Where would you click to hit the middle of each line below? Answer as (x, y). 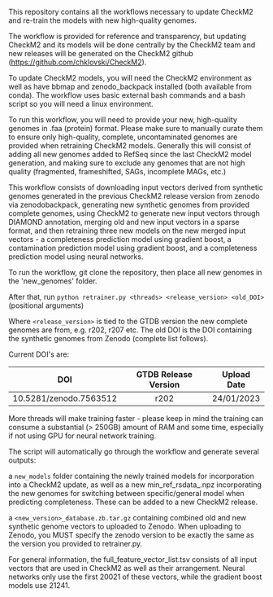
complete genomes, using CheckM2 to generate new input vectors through (134, 213)
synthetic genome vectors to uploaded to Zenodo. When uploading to (125, 526)
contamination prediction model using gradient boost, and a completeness (133, 248)
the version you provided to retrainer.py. (76, 544)
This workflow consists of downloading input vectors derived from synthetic (136, 187)
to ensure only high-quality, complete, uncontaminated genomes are (123, 137)
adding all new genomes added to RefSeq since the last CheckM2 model (130, 154)
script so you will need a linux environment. (81, 104)
